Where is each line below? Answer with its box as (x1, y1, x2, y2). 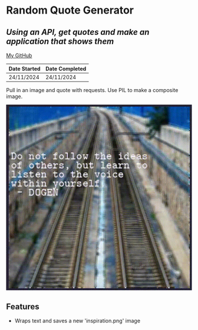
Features (6, 302, 39, 312)
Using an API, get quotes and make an (6, 27, 150, 37)
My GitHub (6, 52, 32, 59)
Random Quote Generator (6, 4, 134, 17)
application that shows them (6, 36, 114, 46)
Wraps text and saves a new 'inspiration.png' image (14, 317, 140, 325)
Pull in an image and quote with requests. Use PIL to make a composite (6, 87, 179, 94)
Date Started (8, 65, 41, 72)
